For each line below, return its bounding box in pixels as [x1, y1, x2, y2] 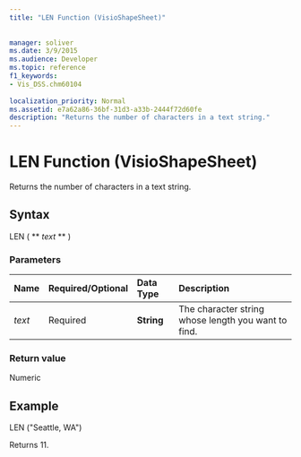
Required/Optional [47, 282, 128, 295]
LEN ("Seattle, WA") [9, 422, 82, 433]
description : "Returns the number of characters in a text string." [9, 113, 271, 122]
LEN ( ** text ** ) [9, 230, 72, 242]
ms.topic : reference [9, 64, 87, 73]
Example [9, 398, 59, 413]
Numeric [9, 373, 42, 384]
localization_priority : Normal [9, 96, 126, 106]
